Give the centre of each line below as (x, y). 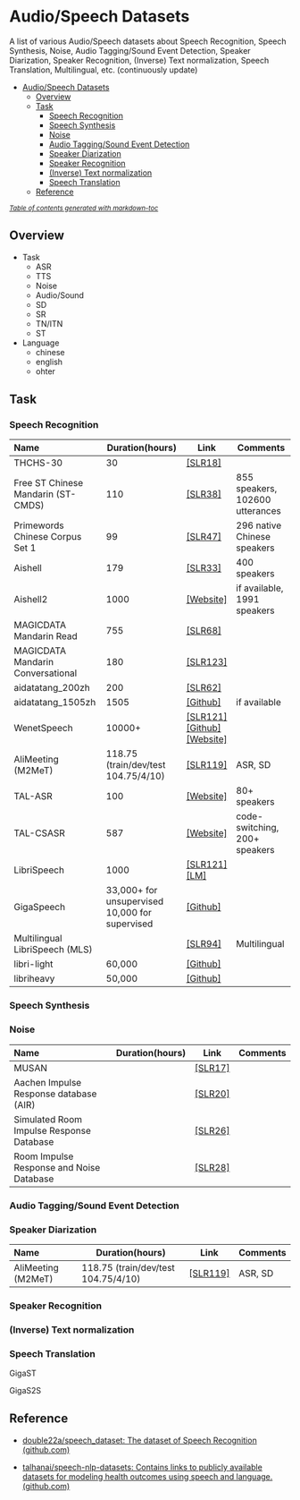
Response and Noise (57, 1167)
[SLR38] (204, 494)
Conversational (46, 673)
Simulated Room (48, 1119)
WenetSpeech (43, 729)
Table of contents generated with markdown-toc (84, 208)
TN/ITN (49, 323)
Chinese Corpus (48, 537)
